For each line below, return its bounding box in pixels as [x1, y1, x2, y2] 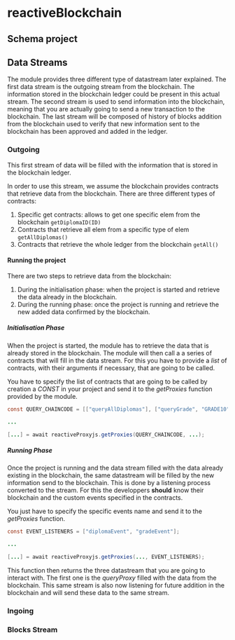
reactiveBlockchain [7, 5, 122, 21]
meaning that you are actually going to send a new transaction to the [7, 105, 205, 114]
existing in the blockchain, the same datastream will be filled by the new [7, 471, 215, 479]
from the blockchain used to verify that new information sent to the [7, 120, 200, 128]
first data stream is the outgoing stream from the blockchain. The [7, 83, 195, 91]
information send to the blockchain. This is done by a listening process [7, 479, 211, 487]
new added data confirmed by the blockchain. [17, 307, 150, 316]
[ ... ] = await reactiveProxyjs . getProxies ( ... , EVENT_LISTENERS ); [7, 554, 205, 561]
